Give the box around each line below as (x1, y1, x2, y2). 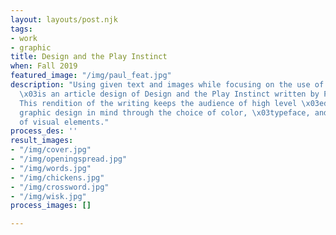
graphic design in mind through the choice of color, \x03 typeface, (19, 107, 311, 118)
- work (10, 33, 38, 43)
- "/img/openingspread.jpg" (10, 154, 128, 164)
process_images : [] (10, 201, 92, 211)
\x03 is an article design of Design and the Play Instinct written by (19, 89, 320, 99)
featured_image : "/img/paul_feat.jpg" (10, 71, 172, 81)
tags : (10, 24, 33, 34)
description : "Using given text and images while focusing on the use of (10, 80, 325, 90)
